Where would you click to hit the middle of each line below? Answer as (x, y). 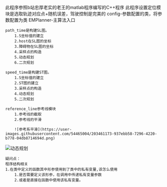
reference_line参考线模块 (31, 109)
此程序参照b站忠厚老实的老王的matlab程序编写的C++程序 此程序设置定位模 (83, 7)
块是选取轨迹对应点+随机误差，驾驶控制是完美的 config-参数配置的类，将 (81, 14)
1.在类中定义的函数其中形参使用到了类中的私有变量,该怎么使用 (61, 169)
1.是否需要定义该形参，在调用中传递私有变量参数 (58, 175)
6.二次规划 (24, 63)
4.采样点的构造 (28, 52)
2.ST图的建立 (27, 83)
